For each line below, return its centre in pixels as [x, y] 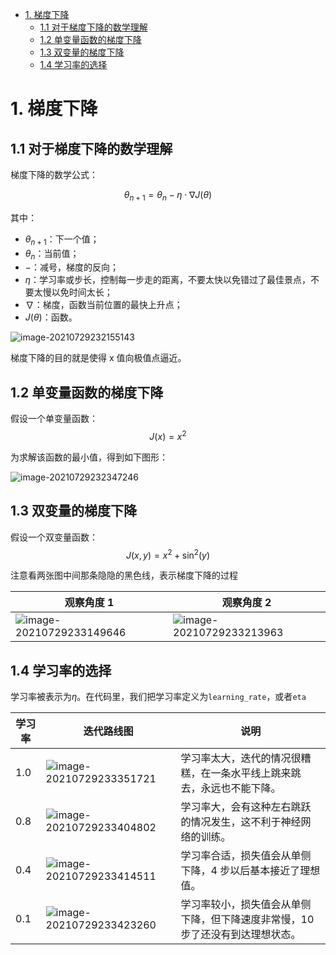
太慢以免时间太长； [73, 292]
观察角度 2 [246, 603]
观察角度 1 [89, 603]
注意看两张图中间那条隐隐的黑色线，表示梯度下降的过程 [124, 575]
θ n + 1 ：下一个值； [62, 240]
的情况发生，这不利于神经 [241, 822]
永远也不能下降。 [241, 788]
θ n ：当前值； [52, 254]
